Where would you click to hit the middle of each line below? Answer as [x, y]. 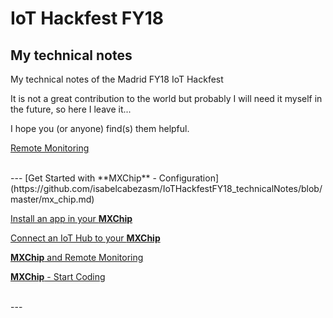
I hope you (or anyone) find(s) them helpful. [100, 128]
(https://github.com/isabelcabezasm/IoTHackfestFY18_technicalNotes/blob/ [166, 188]
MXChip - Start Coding [58, 276]
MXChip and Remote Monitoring [77, 257]
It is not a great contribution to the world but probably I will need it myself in [166, 98]
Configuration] [189, 178]
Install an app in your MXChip [71, 218]
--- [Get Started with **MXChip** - [83, 178]
